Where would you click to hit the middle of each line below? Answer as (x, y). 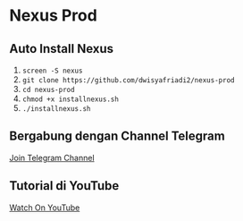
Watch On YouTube (45, 208)
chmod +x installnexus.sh (70, 99)
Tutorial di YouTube (64, 186)
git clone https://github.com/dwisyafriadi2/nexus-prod (128, 81)
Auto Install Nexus (62, 49)
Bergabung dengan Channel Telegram (117, 136)
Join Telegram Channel (52, 157)
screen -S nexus (52, 71)
